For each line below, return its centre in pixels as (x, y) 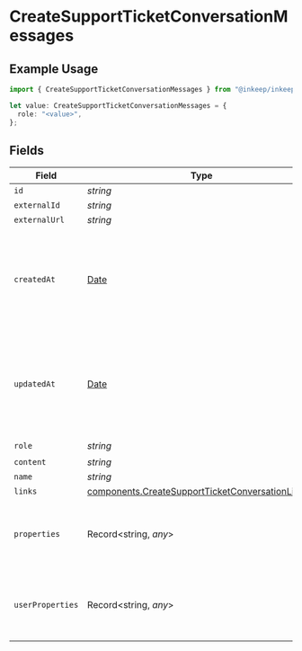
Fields (27, 150)
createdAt (35, 280)
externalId (37, 205)
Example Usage (54, 69)
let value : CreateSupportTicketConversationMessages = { (118, 105)
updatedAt (35, 384)
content (30, 462)
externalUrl (40, 220)
